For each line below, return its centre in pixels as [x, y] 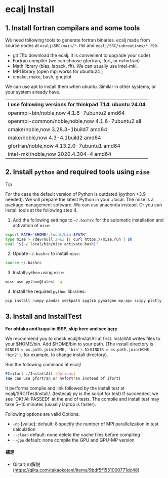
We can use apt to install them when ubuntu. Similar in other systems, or [80, 86]
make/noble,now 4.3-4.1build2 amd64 [54, 138]
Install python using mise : [38, 273]
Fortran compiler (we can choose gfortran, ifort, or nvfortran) [76, 61]
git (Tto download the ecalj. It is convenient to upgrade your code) [81, 55]
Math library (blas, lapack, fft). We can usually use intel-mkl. [75, 66]
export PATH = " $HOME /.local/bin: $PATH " [46, 234]
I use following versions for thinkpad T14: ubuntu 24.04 [77, 104]
